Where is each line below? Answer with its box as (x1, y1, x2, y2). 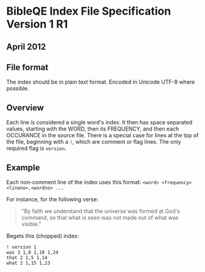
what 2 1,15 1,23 (6, 260, 51, 267)
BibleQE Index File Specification (6, 4, 171, 18)
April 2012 (6, 41, 46, 52)
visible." (21, 221, 41, 228)
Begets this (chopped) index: (6, 232, 79, 240)
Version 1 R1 (6, 17, 68, 31)
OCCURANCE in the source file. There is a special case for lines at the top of (6, 132, 199, 139)
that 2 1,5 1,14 (6, 255, 48, 261)
